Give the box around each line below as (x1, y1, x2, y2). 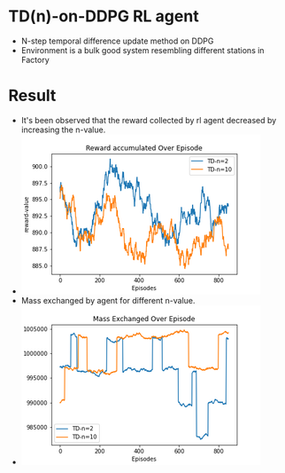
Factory (20, 54, 50, 65)
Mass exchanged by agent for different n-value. (20, 295, 196, 305)
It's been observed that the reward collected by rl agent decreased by (20, 114, 277, 125)
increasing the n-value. (20, 124, 106, 135)
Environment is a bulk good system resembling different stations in (20, 44, 265, 55)
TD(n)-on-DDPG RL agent (8, 6, 200, 27)
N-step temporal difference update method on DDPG (20, 35, 214, 46)
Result (8, 86, 57, 106)
